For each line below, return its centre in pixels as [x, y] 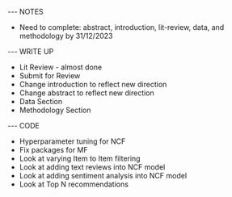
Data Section [40, 101]
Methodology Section [55, 110]
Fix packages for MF [53, 150]
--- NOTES [25, 12]
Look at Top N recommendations [74, 184]
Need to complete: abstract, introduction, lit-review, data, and [122, 27]
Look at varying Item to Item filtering [80, 158]
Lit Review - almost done [61, 67]
